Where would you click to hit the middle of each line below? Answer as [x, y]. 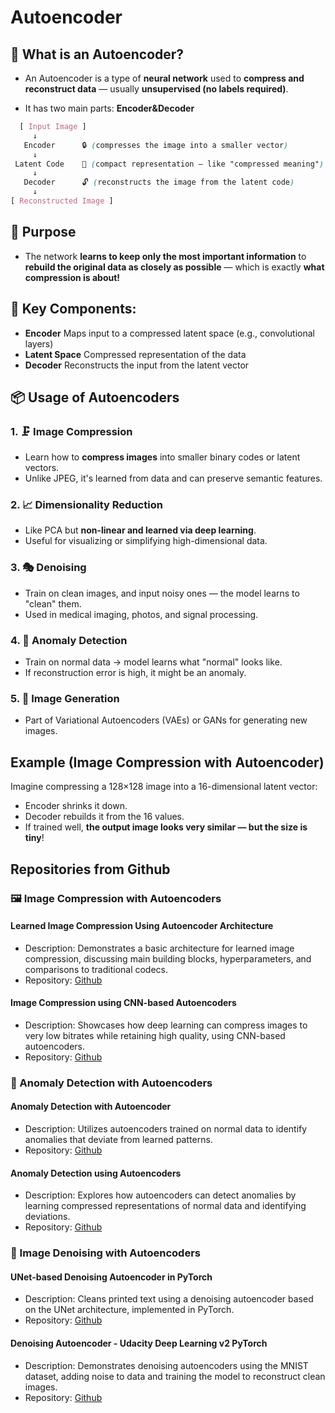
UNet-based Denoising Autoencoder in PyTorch [111, 1277]
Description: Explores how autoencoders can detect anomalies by [160, 1195]
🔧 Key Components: [73, 309]
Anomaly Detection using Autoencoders [96, 1173]
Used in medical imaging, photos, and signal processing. [141, 614]
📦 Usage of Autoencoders [95, 397]
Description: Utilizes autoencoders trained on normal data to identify [166, 1129]
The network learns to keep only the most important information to [165, 256]
